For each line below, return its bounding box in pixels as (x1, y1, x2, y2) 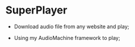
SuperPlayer (5, 4, 67, 17)
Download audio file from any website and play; (14, 23, 130, 30)
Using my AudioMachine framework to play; (14, 34, 121, 41)
